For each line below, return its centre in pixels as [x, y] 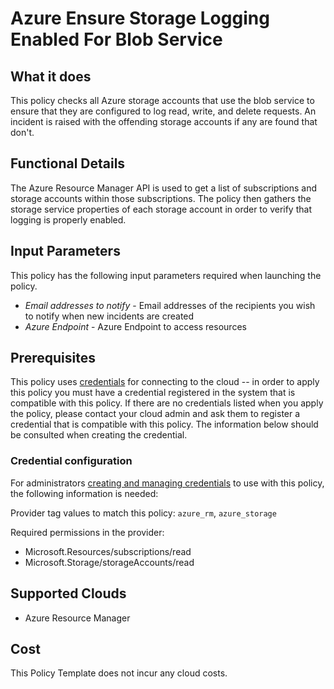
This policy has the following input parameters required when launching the [166, 275]
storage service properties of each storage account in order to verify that [161, 209]
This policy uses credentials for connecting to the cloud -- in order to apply [165, 382]
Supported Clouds [68, 593]
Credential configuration [71, 461]
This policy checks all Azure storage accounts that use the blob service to [162, 100]
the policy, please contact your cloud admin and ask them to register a [155, 414]
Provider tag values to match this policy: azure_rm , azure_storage [143, 513]
